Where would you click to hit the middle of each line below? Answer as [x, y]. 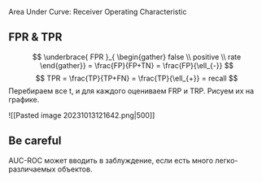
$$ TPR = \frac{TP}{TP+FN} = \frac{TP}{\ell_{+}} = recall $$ [137, 78]
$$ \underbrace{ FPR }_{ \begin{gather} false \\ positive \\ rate [137, 57]
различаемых [32, 169]
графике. [24, 99]
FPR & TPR [35, 37]
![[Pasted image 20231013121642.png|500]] [82, 115]
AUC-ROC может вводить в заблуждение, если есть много [111, 160]
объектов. [75, 169]
